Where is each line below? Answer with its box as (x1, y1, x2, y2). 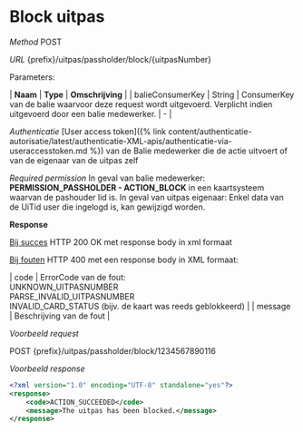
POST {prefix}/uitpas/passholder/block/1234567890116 (9, 345, 216, 356)
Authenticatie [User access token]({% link (9, 125, 166, 137)
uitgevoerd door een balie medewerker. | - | (9, 108, 172, 119)
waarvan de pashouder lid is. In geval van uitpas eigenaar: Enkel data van (9, 191, 284, 202)
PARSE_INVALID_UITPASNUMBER (9, 290, 135, 301)
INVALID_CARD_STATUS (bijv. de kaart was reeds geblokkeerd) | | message (9, 300, 291, 311)
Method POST (9, 36, 63, 47)
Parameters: (9, 71, 55, 83)
